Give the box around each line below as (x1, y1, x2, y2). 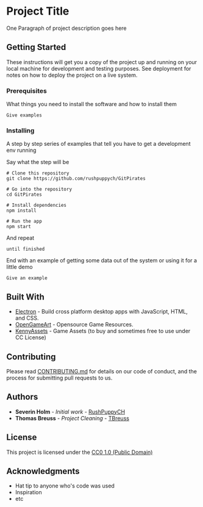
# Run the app (6, 218, 43, 225)
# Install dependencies (6, 203, 67, 209)
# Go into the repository (6, 186, 72, 193)
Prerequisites (6, 87, 47, 95)
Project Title (6, 4, 69, 18)
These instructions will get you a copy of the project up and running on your (6, 58, 197, 65)
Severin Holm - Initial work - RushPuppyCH (15, 408, 126, 415)
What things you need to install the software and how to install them (6, 101, 177, 108)
